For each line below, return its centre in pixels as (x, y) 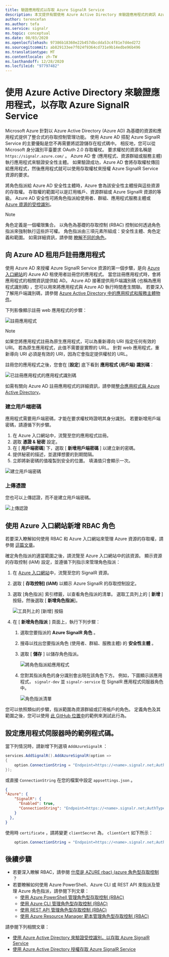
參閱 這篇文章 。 (21, 545)
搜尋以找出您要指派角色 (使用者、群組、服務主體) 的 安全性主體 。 (88, 643)
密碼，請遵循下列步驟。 (29, 425)
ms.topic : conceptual (28, 33)
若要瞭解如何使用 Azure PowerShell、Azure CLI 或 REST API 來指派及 (84, 885)
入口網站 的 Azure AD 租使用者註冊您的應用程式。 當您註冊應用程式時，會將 (83, 274)
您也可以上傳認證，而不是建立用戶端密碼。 (49, 498)
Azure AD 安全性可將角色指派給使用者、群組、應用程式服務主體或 (83, 198)
